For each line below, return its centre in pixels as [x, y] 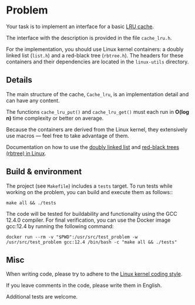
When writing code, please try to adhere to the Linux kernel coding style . [94, 274]
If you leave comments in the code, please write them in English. [84, 286]
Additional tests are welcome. [42, 297]
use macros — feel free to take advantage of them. [68, 135]
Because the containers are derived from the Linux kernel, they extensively [97, 129]
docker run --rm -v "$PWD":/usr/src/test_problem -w [72, 237]
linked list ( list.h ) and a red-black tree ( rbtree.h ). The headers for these [95, 55]
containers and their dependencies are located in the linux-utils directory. [97, 62]
